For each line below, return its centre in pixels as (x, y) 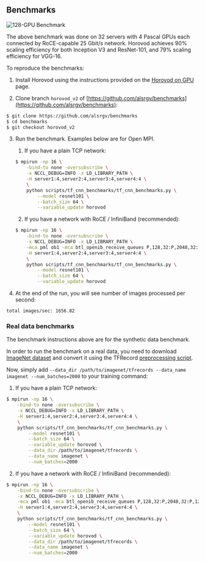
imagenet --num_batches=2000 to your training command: (77, 376)
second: (25, 300)
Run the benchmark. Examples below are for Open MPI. (85, 139)
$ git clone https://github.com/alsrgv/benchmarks (72, 116)
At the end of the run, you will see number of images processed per (100, 294)
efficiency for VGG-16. (34, 56)
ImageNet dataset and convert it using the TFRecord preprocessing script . (100, 358)
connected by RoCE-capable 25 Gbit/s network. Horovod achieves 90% (97, 43)
